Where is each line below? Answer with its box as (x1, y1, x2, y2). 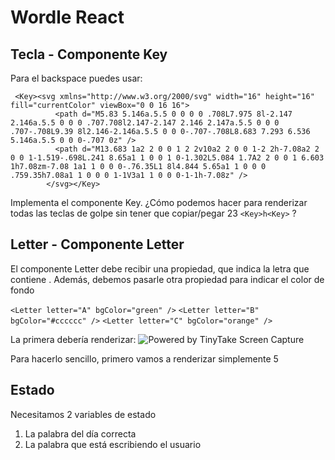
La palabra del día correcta (24, 427, 137, 440)
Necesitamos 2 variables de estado (10, 408, 157, 420)
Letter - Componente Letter (10, 236, 185, 253)
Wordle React (10, 6, 125, 29)
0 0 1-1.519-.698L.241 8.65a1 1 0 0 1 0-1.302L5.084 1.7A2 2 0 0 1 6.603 (10, 153, 325, 163)
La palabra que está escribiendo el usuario (24, 438, 202, 450)
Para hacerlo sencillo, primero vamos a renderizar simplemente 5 (10, 352, 279, 365)
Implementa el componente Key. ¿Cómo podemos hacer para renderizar (10, 197, 308, 208)
